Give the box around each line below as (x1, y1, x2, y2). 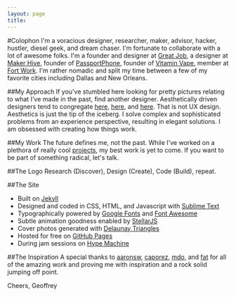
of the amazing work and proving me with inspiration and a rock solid (7, 260, 207, 268)
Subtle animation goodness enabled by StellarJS (17, 216, 158, 225)
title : (7, 17, 27, 24)
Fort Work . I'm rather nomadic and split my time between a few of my (7, 66, 208, 75)
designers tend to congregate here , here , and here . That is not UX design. (7, 102, 221, 110)
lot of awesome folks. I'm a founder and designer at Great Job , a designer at (7, 51, 228, 60)
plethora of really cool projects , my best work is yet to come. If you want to (7, 146, 225, 154)
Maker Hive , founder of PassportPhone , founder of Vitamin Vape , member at (7, 58, 229, 67)
